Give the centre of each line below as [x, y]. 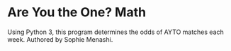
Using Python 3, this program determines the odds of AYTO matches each [116, 32]
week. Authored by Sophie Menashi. [60, 39]
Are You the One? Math [77, 12]
